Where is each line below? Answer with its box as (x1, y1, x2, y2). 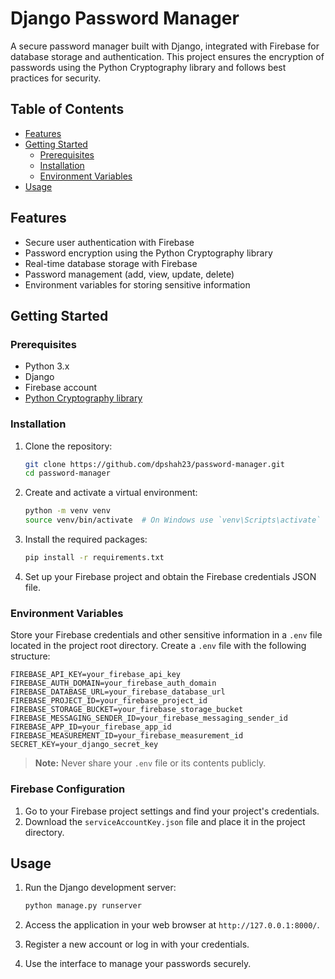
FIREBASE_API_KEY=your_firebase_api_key (10, 670, 182, 680)
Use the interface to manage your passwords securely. (24, 958, 252, 970)
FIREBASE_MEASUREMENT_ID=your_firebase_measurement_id (10, 731, 244, 741)
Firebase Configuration (10, 782, 126, 796)
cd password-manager (24, 468, 111, 479)
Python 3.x (24, 360, 70, 372)
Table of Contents (10, 101, 125, 118)
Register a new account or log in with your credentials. (24, 938, 250, 951)
